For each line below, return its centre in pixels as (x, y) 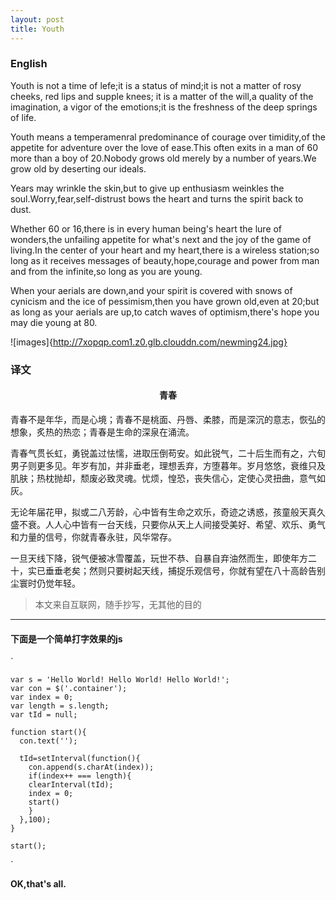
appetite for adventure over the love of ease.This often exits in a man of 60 (164, 147)
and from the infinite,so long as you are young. (106, 271)
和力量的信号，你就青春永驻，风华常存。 (93, 537)
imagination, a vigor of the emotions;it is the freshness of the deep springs (164, 107)
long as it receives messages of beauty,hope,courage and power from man (165, 260)
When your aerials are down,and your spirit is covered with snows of (151, 290)
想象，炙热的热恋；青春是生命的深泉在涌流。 (102, 432)
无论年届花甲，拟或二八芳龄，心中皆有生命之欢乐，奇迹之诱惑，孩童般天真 (163, 512)
